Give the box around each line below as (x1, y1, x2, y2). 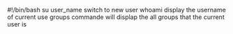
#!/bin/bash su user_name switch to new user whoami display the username (7, 6, 227, 14)
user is (7, 20, 27, 28)
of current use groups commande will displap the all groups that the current (7, 13, 225, 21)
